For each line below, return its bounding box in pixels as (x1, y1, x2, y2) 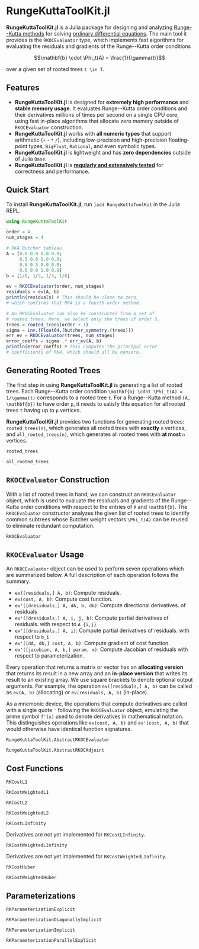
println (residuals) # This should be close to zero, (6, 294, 139, 300)
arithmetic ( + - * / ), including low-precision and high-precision (14, 136, 168, 143)
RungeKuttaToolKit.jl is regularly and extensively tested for (14, 161, 164, 168)
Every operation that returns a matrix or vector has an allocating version (6, 663, 184, 671)
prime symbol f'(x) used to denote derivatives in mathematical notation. (6, 713, 184, 720)
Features (6, 83, 40, 93)
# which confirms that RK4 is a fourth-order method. (6, 300, 142, 306)
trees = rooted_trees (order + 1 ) (6, 322, 89, 328)
